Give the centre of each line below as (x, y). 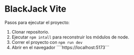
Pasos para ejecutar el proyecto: (37, 22)
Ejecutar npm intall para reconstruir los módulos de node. (70, 37)
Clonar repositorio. (30, 32)
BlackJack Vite (36, 9)
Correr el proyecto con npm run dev (47, 42)
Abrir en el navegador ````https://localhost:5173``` (60, 47)
